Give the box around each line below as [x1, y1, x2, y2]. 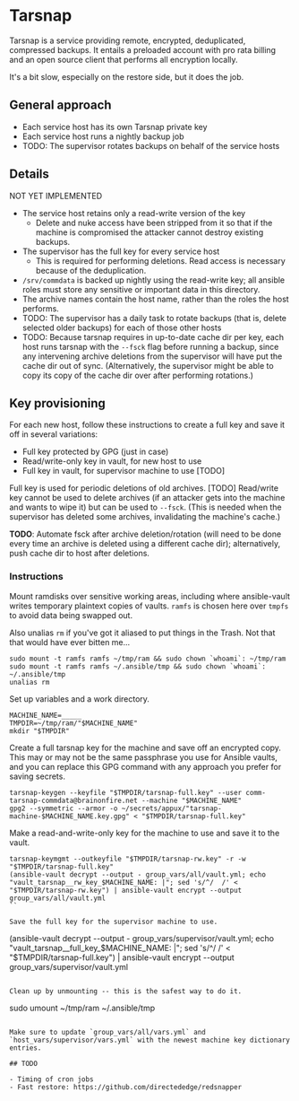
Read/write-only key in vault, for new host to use [21, 456, 202, 467]
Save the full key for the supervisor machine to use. [9, 917, 218, 926]
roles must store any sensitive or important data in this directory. [21, 284, 261, 294]
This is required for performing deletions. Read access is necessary [35, 255, 286, 266]
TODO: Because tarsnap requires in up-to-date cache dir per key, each [21, 331, 285, 342]
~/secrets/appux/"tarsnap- [121, 804, 222, 813]
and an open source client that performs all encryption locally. [9, 54, 239, 65]
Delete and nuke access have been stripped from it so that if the [35, 217, 273, 228]
